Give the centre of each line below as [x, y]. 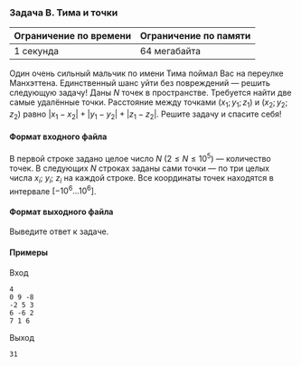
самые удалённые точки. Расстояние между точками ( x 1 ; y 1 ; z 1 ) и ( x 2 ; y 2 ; [149, 103]
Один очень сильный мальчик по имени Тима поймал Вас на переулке [147, 73]
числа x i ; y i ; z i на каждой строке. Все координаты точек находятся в [141, 178]
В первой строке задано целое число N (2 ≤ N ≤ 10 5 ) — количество [140, 158]
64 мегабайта [170, 52]
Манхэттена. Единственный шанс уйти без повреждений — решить [140, 83]
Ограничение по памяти [195, 36]
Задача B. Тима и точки [64, 13]
